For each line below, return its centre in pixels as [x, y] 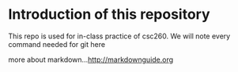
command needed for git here [57, 44]
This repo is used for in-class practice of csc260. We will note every [119, 36]
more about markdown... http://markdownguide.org [91, 59]
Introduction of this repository [110, 14]
